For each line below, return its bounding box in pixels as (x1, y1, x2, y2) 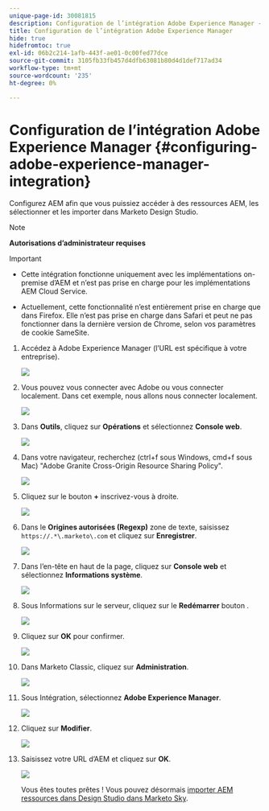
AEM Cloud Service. (20, 286, 88, 296)
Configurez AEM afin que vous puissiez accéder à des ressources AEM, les (9, 199, 259, 208)
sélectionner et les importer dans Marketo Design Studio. (9, 207, 199, 217)
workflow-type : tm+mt (9, 64, 82, 72)
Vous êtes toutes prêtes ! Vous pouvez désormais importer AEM (20, 785, 234, 795)
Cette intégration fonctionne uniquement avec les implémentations (20, 270, 242, 279)
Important (9, 254, 42, 264)
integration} (9, 172, 92, 190)
